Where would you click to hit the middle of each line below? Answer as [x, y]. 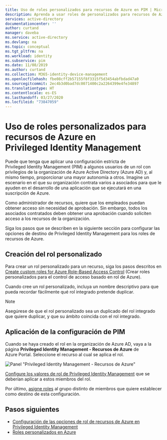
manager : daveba [22, 33]
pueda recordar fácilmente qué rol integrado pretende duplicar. [70, 292]
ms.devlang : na [21, 42]
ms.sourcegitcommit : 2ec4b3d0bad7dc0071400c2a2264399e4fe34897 [72, 83]
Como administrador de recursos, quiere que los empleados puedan [75, 203]
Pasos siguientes [32, 409]
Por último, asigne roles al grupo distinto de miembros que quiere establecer [83, 388]
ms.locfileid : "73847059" [32, 102]
